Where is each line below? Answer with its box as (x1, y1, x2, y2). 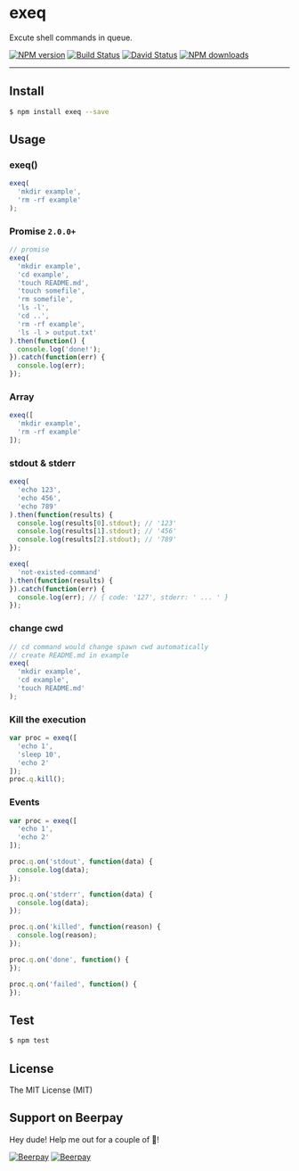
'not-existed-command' (17, 567, 101, 577)
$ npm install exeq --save (9, 107, 109, 116)
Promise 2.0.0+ (9, 225, 77, 237)
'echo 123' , (17, 485, 62, 495)
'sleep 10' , (17, 750, 62, 759)
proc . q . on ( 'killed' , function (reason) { (9, 922, 162, 932)
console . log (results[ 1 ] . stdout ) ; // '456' (17, 527, 177, 536)
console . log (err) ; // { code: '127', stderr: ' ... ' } (17, 592, 229, 602)
